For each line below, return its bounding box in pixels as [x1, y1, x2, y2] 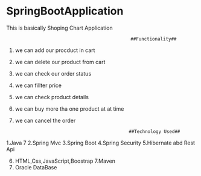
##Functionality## [130, 36, 177, 42]
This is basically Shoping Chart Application [6, 24, 113, 31]
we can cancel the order [14, 117, 76, 124]
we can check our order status [14, 70, 92, 77]
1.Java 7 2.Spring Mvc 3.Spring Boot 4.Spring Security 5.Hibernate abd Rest [6, 139, 195, 146]
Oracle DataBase [14, 163, 57, 171]
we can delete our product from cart [14, 58, 106, 65]
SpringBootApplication [6, 4, 124, 18]
